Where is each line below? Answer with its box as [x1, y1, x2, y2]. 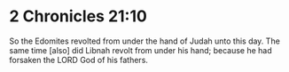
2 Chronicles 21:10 [9, 6, 148, 27]
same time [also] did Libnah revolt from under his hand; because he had [9, 44, 272, 55]
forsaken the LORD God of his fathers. [9, 54, 149, 65]
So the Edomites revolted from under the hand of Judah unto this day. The [9, 36, 281, 46]
